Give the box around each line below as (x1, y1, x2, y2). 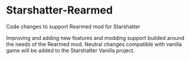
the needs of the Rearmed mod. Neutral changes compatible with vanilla (6, 41, 182, 48)
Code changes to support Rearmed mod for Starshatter (6, 23, 140, 30)
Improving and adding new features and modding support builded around (6, 34, 185, 41)
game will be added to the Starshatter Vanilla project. (6, 46, 135, 54)
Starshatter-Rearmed (6, 4, 113, 17)
